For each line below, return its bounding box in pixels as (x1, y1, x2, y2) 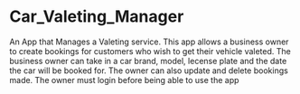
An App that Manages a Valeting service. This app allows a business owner (9, 36, 289, 47)
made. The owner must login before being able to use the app (9, 74, 239, 85)
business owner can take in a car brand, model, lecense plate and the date (9, 55, 287, 66)
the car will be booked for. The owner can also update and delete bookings (9, 65, 289, 76)
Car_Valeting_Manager (9, 6, 184, 27)
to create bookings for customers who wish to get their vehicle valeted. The (9, 45, 291, 56)
